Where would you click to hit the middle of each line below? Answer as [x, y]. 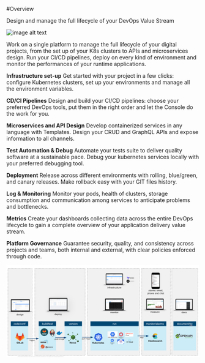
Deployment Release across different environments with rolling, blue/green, [102, 175]
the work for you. [28, 114]
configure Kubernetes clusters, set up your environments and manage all [98, 82]
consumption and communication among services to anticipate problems [99, 200]
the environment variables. [40, 89]
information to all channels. [41, 138]
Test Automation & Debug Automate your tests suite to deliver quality [94, 150]
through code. [24, 256]
